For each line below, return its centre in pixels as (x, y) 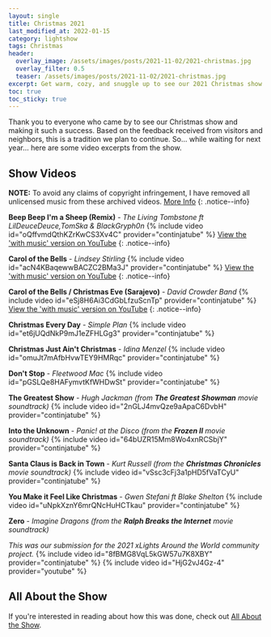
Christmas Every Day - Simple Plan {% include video (97, 325)
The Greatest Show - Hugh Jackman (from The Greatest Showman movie (133, 398)
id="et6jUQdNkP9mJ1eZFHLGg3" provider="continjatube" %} (112, 334)
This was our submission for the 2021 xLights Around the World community (134, 545)
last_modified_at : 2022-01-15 (59, 31)
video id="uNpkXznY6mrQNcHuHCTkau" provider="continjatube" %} (124, 506)
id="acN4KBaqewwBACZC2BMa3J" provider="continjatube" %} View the (131, 268)
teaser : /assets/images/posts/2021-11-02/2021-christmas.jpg (121, 76)
